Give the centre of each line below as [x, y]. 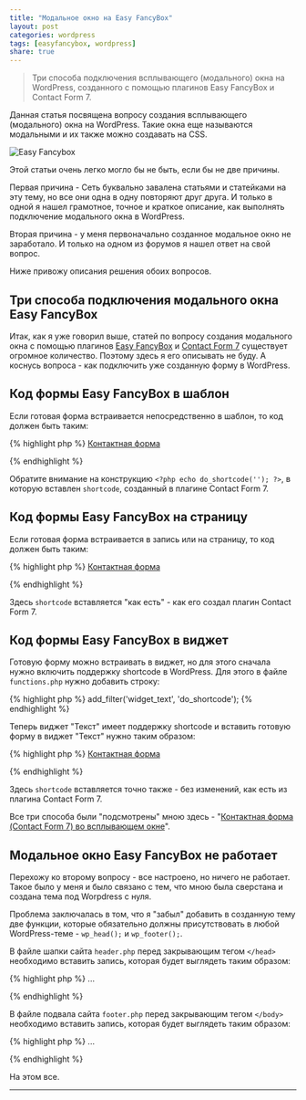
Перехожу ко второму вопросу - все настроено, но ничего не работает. [150, 877]
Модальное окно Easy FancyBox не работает [143, 855]
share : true [32, 52]
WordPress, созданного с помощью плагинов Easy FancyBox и [153, 88]
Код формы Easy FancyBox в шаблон [119, 394]
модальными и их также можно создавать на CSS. [108, 134]
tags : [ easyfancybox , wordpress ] [73, 43]
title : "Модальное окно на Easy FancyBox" [91, 18]
